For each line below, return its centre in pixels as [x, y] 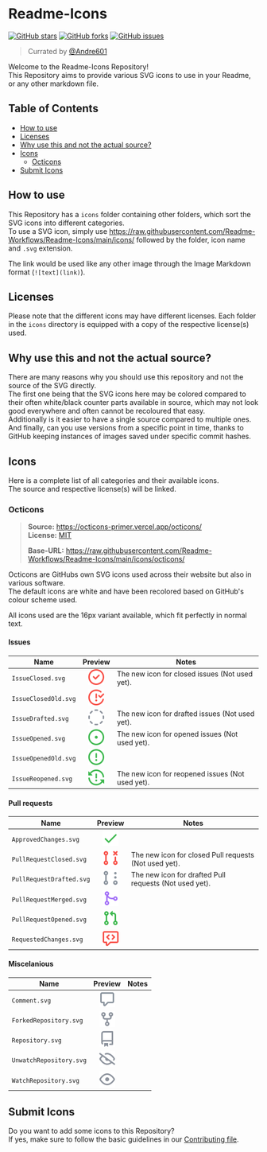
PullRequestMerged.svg [49, 900]
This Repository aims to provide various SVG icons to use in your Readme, [130, 75]
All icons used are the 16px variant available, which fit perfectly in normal [128, 615]
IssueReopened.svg [42, 779]
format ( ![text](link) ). [47, 272]
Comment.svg [31, 1000]
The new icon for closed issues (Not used [184, 674]
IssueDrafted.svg [40, 718]
